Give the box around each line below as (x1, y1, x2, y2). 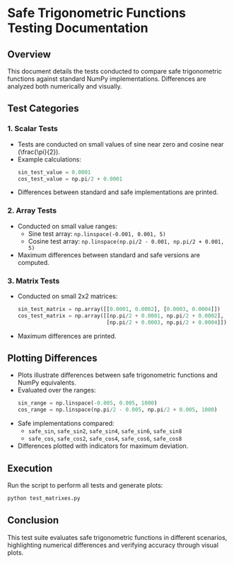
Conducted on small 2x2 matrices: (17, 292, 118, 300)
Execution (7, 462, 53, 474)
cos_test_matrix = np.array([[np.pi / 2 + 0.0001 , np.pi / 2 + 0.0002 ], (17, 312, 224, 320)
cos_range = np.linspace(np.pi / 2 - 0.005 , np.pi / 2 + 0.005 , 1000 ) (17, 406, 218, 414)
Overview (7, 48, 52, 60)
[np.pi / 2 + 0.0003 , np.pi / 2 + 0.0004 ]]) (106, 319, 228, 326)
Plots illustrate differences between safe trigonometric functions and (17, 371, 218, 380)
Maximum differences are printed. (17, 332, 117, 340)
